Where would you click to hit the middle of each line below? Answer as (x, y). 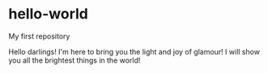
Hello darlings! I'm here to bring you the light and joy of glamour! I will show (134, 51)
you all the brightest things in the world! (74, 60)
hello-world (49, 14)
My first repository (39, 36)
